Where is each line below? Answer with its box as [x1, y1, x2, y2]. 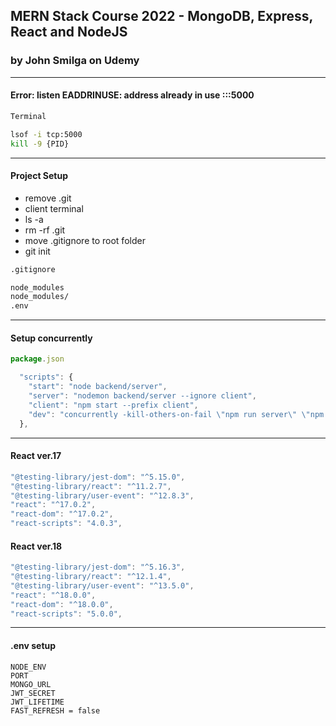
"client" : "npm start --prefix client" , [28, 400, 199, 410]
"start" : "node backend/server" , [28, 382, 168, 392]
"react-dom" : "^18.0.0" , [10, 599, 114, 609]
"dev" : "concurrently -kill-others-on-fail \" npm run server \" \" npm [28, 409, 325, 419]
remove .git [24, 192, 72, 204]
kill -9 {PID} [10, 139, 70, 149]
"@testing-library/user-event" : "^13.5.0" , [10, 580, 195, 591]
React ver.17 [10, 450, 62, 462]
